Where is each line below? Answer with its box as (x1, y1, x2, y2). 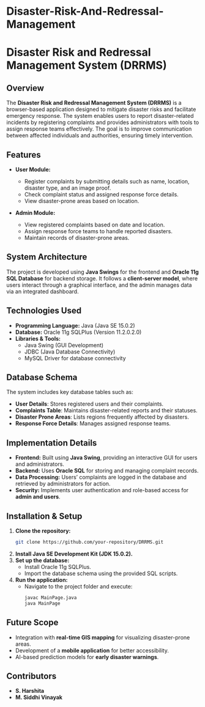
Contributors (6, 671, 57, 681)
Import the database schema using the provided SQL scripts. (24, 570, 178, 577)
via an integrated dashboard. (6, 287, 79, 295)
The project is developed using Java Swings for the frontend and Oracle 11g (6, 268, 199, 276)
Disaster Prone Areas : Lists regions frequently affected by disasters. (15, 413, 190, 421)
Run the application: (15, 576, 69, 584)
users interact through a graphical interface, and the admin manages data (6, 281, 192, 288)
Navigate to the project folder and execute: (24, 582, 133, 590)
